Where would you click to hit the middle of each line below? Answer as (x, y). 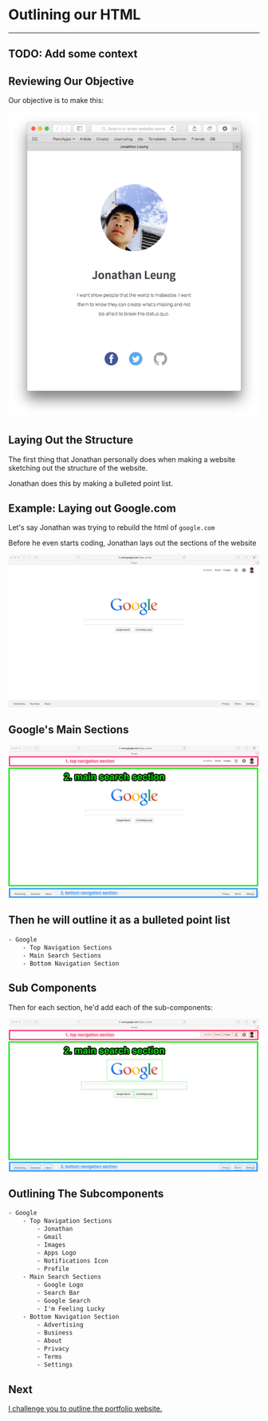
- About (49, 1341)
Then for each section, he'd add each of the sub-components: (110, 1007)
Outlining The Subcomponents (86, 1194)
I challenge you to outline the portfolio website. (85, 1409)
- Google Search (64, 1301)
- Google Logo (60, 1285)
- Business (55, 1333)
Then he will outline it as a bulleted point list (119, 920)
